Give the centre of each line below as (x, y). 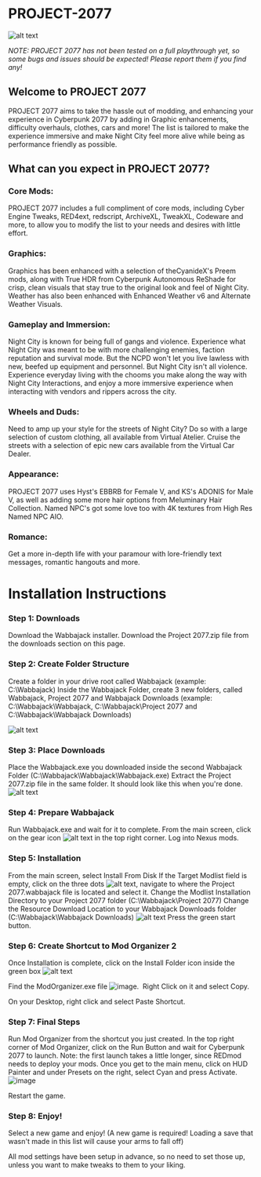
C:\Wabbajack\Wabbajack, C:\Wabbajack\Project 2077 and (103, 706)
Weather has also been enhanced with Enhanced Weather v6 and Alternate (129, 296)
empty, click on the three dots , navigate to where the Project (121, 884)
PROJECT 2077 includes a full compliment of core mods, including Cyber (126, 208)
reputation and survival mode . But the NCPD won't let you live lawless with (129, 359)
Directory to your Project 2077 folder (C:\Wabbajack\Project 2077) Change (129, 900)
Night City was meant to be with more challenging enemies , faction (116, 350)
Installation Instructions (87, 594)
